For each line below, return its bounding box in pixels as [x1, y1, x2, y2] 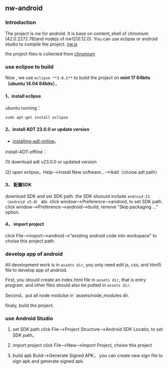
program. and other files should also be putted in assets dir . [5, 282, 131, 288]
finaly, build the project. [5, 302, 54, 308]
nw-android [5, 4, 43, 13]
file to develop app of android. [5, 267, 68, 273]
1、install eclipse [5, 93, 41, 99]
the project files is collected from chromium [5, 51, 95, 57]
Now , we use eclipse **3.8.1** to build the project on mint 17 [5, 75, 136, 81]
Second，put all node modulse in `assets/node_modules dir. [5, 292, 129, 298]
